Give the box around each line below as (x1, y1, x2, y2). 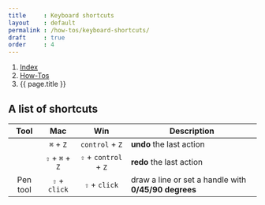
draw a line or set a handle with (130, 174, 247, 185)
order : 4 (8, 41, 55, 49)
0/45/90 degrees (130, 184, 197, 195)
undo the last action (130, 139, 205, 150)
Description (169, 125, 215, 136)
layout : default (8, 19, 77, 27)
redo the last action (130, 156, 203, 167)
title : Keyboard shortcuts (8, 11, 114, 20)
